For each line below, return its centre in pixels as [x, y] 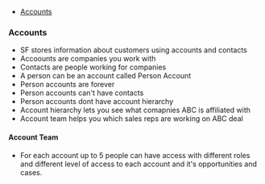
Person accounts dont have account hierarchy [97, 102]
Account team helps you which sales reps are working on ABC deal [131, 119]
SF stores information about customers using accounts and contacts [133, 50]
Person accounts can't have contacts [82, 93]
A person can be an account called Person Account [106, 76]
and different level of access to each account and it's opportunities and [139, 164]
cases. [31, 172]
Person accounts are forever [67, 85]
